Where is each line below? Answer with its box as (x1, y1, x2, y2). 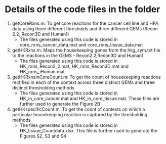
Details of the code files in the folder (5, 4, 160, 15)
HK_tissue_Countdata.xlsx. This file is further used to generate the (19, 127, 158, 133)
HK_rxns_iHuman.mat (19, 68, 65, 74)
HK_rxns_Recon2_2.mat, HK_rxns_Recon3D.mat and (19, 63, 129, 69)
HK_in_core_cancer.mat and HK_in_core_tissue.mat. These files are (19, 95, 160, 102)
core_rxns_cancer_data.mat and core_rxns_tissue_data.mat (19, 41, 143, 47)
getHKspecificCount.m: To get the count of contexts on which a (12, 106, 145, 112)
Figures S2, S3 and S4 (19, 133, 67, 139)
